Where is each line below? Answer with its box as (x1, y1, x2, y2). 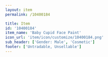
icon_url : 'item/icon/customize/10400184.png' (5, 35, 104, 40)
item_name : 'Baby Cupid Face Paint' (5, 30, 81, 35)
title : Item (5, 21, 30, 26)
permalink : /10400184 (5, 12, 50, 17)
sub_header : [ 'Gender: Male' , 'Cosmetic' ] (5, 39, 95, 45)
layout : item (5, 7, 32, 12)
